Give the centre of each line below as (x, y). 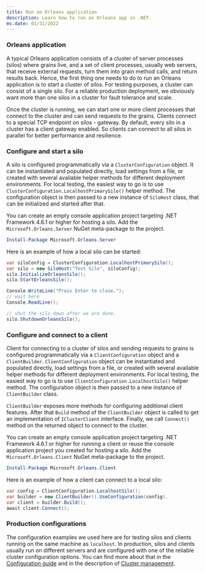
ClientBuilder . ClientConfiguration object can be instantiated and (91, 361)
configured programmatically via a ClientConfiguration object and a (93, 355)
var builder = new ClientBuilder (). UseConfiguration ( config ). (87, 497)
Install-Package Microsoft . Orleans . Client (61, 468)
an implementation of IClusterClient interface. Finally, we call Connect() (98, 419)
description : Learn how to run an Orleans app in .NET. (79, 18)
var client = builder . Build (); (46, 502)
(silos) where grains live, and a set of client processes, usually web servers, (102, 64)
